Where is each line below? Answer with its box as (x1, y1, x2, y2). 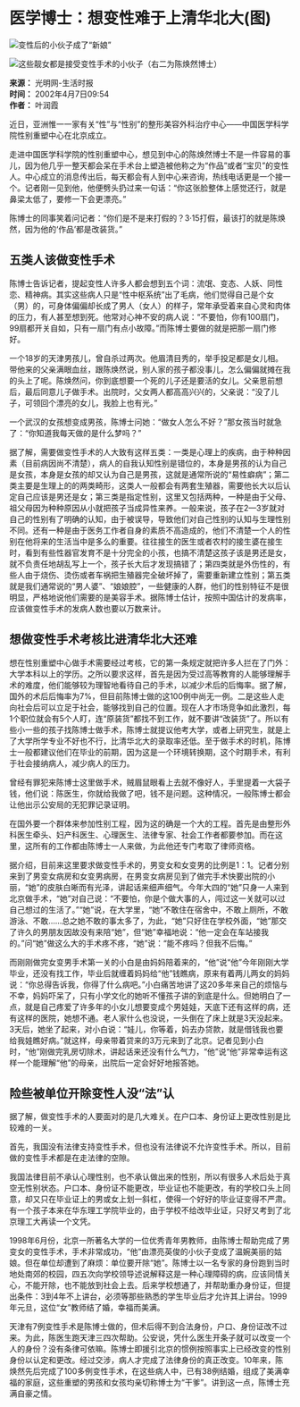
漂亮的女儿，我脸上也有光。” (55, 397, 158, 408)
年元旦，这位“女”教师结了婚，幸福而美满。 (9, 1302, 165, 1313)
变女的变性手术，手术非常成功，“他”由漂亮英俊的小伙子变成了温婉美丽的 (9, 1246, 275, 1257)
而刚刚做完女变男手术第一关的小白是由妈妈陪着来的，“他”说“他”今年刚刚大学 (9, 956, 289, 967)
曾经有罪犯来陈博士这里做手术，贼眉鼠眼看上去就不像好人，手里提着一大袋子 (9, 777, 291, 788)
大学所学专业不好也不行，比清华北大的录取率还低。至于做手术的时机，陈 (16, 735, 283, 746)
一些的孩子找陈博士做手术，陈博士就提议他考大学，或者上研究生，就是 (24, 724, 283, 735)
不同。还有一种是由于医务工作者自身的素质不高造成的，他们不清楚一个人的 (9, 525, 283, 535)
